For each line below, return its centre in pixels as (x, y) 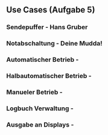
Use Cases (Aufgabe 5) (51, 10)
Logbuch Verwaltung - (40, 108)
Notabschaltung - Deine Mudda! (54, 44)
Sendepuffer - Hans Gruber (47, 27)
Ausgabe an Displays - (40, 125)
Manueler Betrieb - (34, 92)
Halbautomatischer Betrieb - (49, 76)
